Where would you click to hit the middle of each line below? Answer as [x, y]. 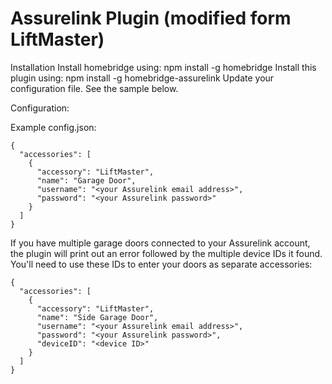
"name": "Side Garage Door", [97, 317]
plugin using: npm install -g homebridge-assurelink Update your [142, 78]
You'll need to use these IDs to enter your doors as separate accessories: [161, 264]
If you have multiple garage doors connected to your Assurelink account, [160, 243]
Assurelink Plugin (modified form [151, 18]
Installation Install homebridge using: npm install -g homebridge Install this [163, 67]
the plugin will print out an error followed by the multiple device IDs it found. [166, 253]
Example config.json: [53, 127]
